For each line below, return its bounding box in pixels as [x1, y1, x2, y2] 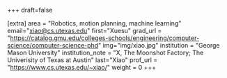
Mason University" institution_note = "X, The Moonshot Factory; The [7, 48, 204, 57]
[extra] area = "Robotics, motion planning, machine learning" [7, 19, 182, 27]
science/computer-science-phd [7, 41, 99, 49]
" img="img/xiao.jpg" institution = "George [97, 41, 220, 49]
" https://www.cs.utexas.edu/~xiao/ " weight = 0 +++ [7, 64, 157, 71]
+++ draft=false [7, 6, 53, 14]
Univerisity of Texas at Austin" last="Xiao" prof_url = [7, 56, 158, 64]
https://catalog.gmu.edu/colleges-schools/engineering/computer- [10, 34, 200, 42]
